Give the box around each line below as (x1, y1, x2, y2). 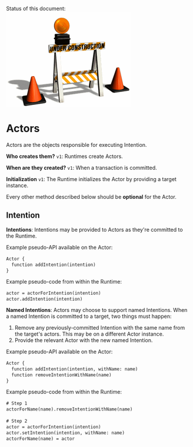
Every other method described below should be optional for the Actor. (6, 193, 177, 200)
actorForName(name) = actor (6, 436, 75, 442)
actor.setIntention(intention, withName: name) (6, 430, 125, 436)
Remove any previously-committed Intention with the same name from (14, 324, 185, 331)
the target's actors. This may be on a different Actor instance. (14, 330, 164, 337)
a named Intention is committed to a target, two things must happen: (6, 313, 172, 320)
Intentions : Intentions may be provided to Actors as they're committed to (6, 226, 184, 233)
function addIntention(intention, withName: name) (11, 366, 138, 372)
